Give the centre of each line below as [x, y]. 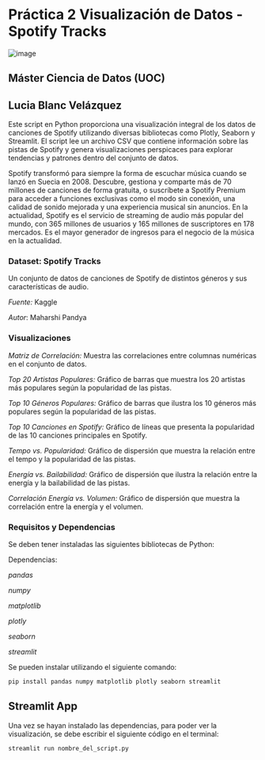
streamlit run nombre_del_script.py [68, 748]
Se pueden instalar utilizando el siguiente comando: [93, 667]
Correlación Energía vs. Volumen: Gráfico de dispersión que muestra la [124, 498]
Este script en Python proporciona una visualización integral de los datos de [132, 124]
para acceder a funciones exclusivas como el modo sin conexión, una [122, 199]
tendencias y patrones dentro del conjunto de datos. [94, 158]
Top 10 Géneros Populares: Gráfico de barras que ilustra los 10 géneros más [132, 403]
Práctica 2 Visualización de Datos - [126, 15]
